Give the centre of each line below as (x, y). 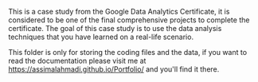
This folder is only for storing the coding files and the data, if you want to (128, 52)
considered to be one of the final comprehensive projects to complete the (129, 20)
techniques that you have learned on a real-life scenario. (101, 37)
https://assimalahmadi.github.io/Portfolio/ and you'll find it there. (114, 69)
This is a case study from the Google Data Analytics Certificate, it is (119, 12)
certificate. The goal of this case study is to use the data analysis (115, 28)
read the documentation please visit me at (77, 61)
